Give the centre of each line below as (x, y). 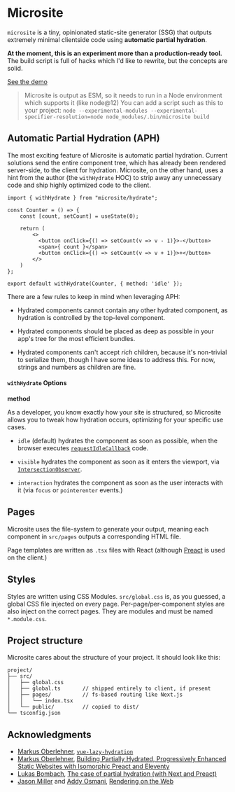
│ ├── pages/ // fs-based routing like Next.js (95, 695)
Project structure (45, 640)
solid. (15, 68)
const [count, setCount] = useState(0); (79, 216)
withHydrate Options (37, 383)
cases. (17, 427)
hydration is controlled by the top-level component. (91, 317)
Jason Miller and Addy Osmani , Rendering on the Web (95, 781)
